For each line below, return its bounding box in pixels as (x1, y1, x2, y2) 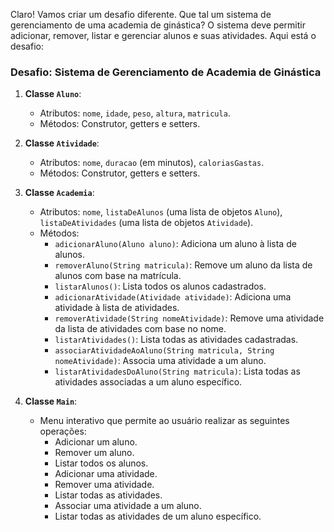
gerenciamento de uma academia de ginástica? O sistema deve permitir (10, 19, 306, 31)
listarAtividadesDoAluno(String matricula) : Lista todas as (54, 365, 301, 378)
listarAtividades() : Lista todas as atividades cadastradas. (54, 334, 299, 346)
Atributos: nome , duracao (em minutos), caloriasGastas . (39, 157, 265, 169)
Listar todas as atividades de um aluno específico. (54, 510, 262, 523)
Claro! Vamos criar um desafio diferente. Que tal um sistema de (10, 9, 272, 20)
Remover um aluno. (54, 447, 135, 459)
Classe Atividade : (24, 137, 100, 149)
